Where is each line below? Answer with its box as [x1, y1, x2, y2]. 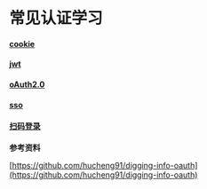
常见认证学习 [9, 8, 104, 28]
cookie [9, 38, 36, 49]
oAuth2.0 [9, 79, 45, 90]
